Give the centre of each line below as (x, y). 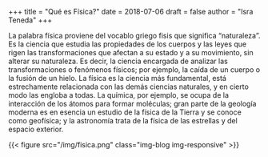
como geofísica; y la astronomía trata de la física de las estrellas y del (123, 121)
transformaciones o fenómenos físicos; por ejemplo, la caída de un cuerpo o (134, 70)
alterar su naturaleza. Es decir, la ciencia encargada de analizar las (118, 61)
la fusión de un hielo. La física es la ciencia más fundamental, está (117, 78)
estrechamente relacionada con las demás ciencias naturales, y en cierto (129, 87)
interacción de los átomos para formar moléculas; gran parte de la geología (132, 104)
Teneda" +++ (30, 20)
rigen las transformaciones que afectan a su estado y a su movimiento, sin (131, 52)
